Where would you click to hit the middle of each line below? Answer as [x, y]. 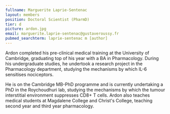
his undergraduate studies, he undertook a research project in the [74, 64]
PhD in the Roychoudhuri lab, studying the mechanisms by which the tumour [85, 90]
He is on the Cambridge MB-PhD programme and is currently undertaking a [84, 84]
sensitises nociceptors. [29, 74]
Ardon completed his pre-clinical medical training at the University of [77, 53]
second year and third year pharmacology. [50, 106]
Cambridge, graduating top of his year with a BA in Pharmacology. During [82, 58]
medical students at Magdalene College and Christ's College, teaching [79, 100]
